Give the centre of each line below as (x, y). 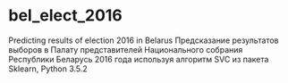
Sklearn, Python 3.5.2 (48, 69)
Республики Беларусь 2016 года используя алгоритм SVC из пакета (139, 59)
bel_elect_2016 (65, 16)
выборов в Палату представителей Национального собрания (126, 49)
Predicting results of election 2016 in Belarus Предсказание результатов (144, 40)
